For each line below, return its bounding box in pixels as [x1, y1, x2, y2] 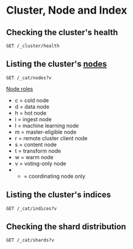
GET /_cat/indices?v [6, 206, 58, 212]
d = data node [14, 103, 49, 110]
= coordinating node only [23, 172, 85, 179]
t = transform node [14, 147, 61, 155]
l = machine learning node [14, 122, 79, 129]
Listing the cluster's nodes [6, 59, 107, 69]
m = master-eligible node [14, 128, 77, 135]
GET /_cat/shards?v [6, 237, 55, 244]
